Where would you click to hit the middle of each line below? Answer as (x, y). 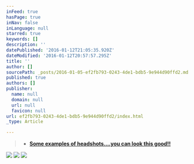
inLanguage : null (27, 28)
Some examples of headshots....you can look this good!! (100, 144)
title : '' (18, 61)
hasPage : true (24, 17)
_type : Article (25, 122)
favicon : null (29, 111)
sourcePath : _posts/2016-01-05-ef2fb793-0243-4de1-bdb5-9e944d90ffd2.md (97, 72)
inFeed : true (22, 12)
